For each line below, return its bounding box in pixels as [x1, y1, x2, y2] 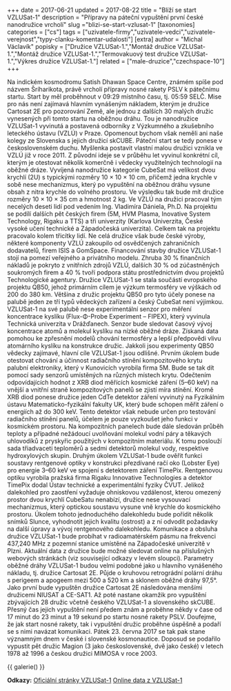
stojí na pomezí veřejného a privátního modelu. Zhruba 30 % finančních [7, 254, 210, 261]
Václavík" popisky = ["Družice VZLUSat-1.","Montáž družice [7, 43, 177, 50]
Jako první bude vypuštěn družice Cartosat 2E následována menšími [7, 583, 203, 592]
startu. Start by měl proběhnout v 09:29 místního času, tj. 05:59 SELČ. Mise [7, 92, 222, 101]
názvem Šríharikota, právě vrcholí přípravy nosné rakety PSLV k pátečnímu [7, 86, 220, 93]
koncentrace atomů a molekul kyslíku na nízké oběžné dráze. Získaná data [7, 327, 219, 335]
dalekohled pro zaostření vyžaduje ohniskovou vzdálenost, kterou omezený [7, 488, 222, 496]
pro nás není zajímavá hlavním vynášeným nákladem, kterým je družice [7, 100, 210, 108]
